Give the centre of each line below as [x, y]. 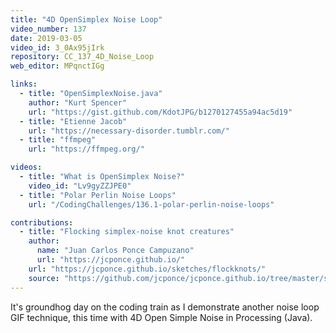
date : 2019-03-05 [46, 38]
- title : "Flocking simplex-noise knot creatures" [127, 232]
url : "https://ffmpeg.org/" [86, 149]
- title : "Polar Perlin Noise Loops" [98, 195]
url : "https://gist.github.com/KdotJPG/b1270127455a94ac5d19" [160, 112]
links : [24, 84]
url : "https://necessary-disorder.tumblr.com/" [129, 131]
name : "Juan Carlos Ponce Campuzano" [115, 251]
